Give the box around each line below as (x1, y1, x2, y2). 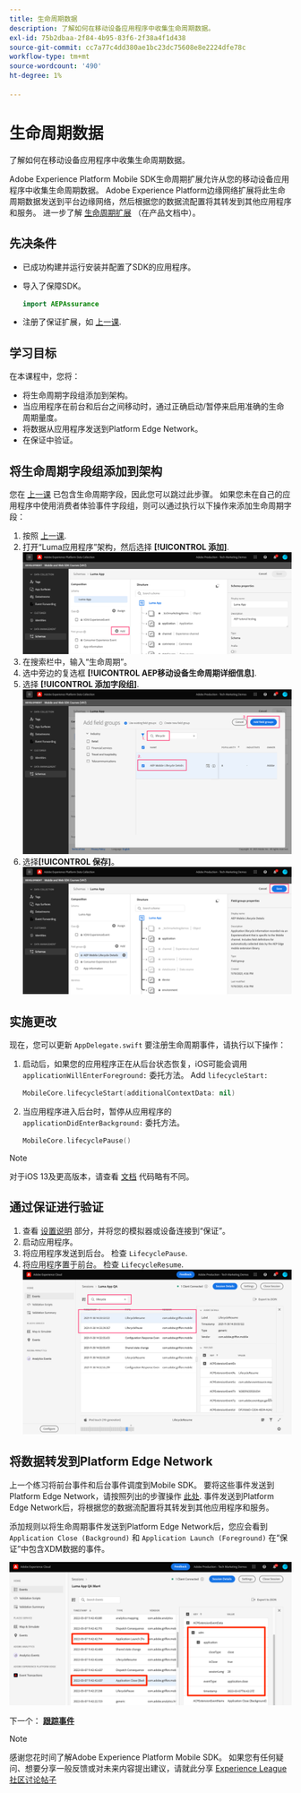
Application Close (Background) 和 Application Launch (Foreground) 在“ (9, 1532, 280, 1543)
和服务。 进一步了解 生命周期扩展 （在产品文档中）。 (9, 207, 201, 218)
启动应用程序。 (21, 1237, 78, 1247)
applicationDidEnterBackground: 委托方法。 (21, 1117, 185, 1128)
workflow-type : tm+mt (9, 52, 90, 62)
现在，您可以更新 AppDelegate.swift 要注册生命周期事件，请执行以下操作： (9, 1039, 287, 1050)
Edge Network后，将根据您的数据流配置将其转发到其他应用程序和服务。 (9, 1502, 274, 1513)
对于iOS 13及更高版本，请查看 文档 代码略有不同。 (9, 1170, 194, 1182)
